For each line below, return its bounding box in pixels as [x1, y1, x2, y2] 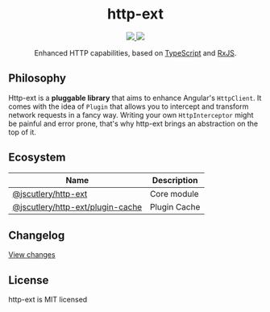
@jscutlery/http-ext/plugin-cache [12, 201, 143, 212]
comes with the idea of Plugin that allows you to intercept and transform [8, 102, 249, 111]
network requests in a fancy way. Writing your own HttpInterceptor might [8, 110, 254, 119]
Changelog [8, 228, 65, 242]
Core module [149, 188, 199, 199]
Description [152, 174, 198, 185]
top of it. [8, 127, 36, 137]
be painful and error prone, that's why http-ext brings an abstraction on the [8, 119, 259, 128]
